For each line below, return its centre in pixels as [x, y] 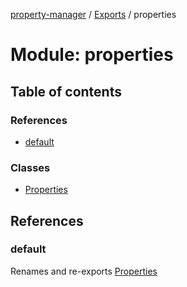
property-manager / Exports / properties [93, 14]
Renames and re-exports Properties [84, 271]
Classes [30, 167]
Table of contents [66, 91]
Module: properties [92, 55]
